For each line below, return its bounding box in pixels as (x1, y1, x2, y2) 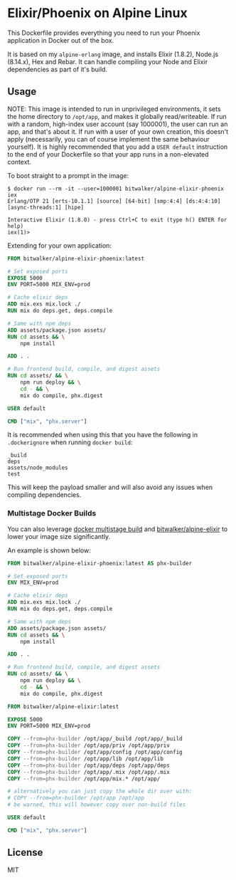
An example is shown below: (7, 546, 91, 555)
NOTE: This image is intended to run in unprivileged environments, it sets (7, 105, 222, 113)
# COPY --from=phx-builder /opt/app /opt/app (7, 795, 144, 802)
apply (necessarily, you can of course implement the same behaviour (7, 135, 210, 143)
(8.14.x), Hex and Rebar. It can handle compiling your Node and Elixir (7, 57, 208, 66)
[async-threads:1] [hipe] (7, 204, 84, 211)
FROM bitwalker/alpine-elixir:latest (7, 703, 119, 710)
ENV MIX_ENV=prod (7, 579, 59, 587)
